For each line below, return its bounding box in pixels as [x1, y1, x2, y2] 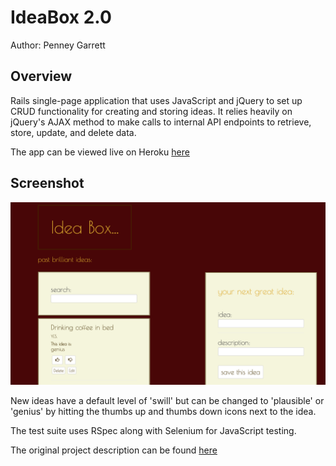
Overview [10, 68, 73, 85]
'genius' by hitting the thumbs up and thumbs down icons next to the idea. [10, 405, 317, 417]
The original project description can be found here [10, 444, 218, 456]
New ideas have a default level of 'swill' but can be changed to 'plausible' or [10, 394, 325, 406]
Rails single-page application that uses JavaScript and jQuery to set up [10, 94, 303, 106]
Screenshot [10, 175, 85, 192]
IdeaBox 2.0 [10, 6, 112, 29]
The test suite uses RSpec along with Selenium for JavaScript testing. [10, 424, 297, 436]
